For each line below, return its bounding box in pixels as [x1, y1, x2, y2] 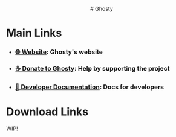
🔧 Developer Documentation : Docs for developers [15, 83, 165, 91]
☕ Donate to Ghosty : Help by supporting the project [15, 65, 170, 73]
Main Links [6, 27, 62, 40]
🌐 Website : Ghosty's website [15, 48, 103, 56]
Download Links [6, 105, 89, 119]
